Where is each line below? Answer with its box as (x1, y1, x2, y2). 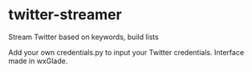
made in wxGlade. (8, 56, 68, 66)
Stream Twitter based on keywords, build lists (8, 32, 159, 42)
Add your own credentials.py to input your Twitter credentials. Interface (8, 47, 245, 57)
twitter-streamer (8, 6, 122, 24)
